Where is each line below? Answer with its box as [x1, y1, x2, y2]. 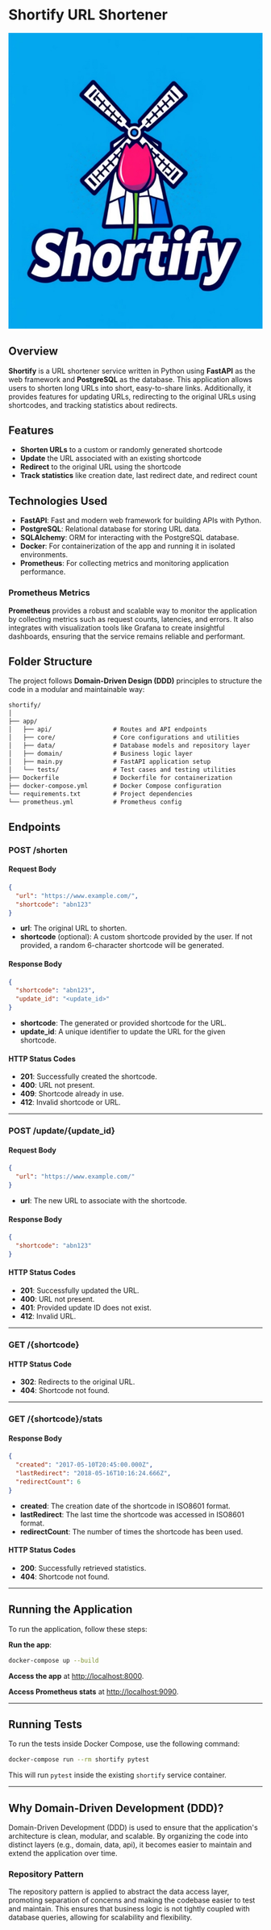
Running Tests [8, 1718, 82, 1731]
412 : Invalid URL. [19, 1311, 77, 1321]
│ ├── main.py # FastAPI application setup [8, 757, 211, 766]
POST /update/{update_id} [8, 1125, 115, 1136]
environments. [19, 550, 69, 560]
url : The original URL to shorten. [19, 923, 127, 934]
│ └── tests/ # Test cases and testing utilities [8, 766, 236, 774]
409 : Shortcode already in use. [19, 1089, 124, 1099]
